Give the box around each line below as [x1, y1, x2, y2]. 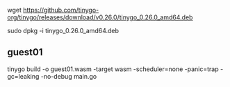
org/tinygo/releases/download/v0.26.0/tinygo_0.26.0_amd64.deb [7, 13, 193, 21]
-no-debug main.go [40, 72, 97, 80]
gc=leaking [7, 72, 40, 80]
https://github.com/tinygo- [23, 6, 99, 14]
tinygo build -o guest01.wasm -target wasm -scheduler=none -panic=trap [7, 65, 219, 73]
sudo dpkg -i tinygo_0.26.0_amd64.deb [7, 27, 120, 35]
